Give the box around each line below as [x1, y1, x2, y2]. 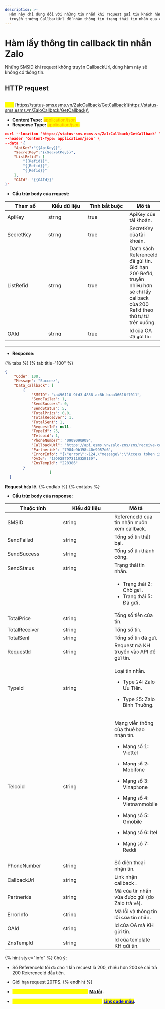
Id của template [114, 936, 151, 943]
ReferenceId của [114, 513, 153, 520]
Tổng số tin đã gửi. [114, 634, 157, 641]
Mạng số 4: [122, 795, 149, 801]
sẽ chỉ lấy [129, 288, 151, 295]
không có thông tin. [5, 69, 45, 75]
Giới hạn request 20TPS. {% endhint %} [12, 979, 93, 985]
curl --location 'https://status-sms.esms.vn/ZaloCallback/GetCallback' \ [5, 131, 162, 137]
